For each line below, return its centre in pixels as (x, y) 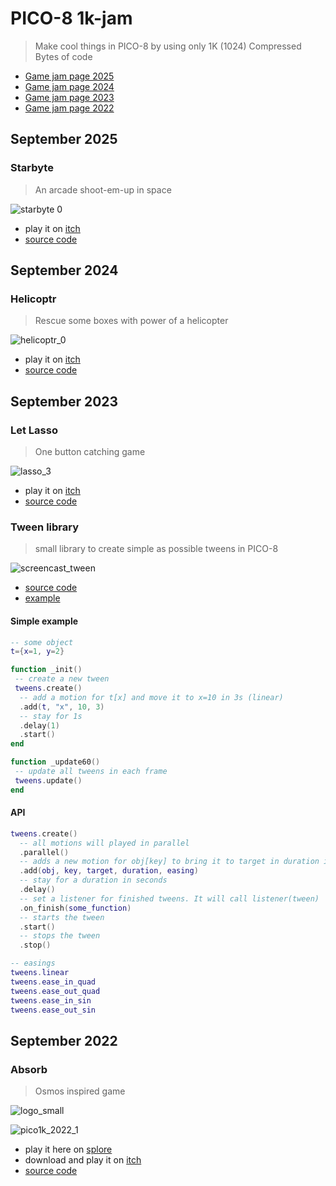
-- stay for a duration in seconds (93, 880)
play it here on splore (68, 1149)
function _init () (46, 670)
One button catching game (90, 451)
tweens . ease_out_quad (55, 991)
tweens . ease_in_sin (51, 1000)
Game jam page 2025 (69, 76)
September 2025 (64, 139)
